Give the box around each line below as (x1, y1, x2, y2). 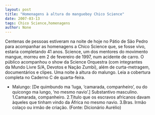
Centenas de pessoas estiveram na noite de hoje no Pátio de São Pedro (5, 38, 148, 44)
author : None (5, 25, 31, 30)
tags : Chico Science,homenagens (5, 20, 70, 26)
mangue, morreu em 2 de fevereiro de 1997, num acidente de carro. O (5, 54, 144, 60)
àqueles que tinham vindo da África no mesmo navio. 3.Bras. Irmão (12, 99, 146, 105)
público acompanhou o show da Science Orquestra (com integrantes (5, 59, 143, 65)
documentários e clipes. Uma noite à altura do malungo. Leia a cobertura (5, 69, 151, 75)
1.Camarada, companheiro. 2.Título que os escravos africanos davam (12, 94, 150, 100)
